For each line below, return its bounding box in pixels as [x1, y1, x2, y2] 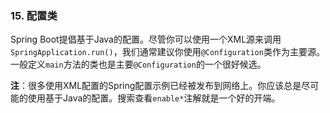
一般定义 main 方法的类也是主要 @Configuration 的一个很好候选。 [10, 58, 267, 71]
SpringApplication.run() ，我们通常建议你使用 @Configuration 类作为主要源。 [10, 46, 325, 58]
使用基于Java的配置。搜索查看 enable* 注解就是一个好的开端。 [27, 92, 281, 104]
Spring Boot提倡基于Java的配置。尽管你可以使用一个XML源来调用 [10, 33, 282, 46]
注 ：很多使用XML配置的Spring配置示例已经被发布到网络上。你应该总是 [10, 80, 302, 92]
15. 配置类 [10, 8, 58, 22]
